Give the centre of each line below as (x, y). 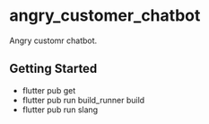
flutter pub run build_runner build (83, 100)
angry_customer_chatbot (105, 16)
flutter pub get (49, 90)
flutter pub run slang (60, 110)
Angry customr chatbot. (53, 40)
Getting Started (53, 69)
